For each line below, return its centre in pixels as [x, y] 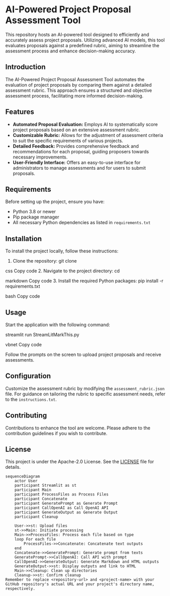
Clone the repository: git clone [45, 261]
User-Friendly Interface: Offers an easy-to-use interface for [77, 162]
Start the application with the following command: [58, 325]
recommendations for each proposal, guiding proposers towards [81, 151]
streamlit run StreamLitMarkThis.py [42, 335]
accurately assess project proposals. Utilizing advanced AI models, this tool [85, 40]
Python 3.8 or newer [34, 212]
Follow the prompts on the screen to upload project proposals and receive [83, 354]
